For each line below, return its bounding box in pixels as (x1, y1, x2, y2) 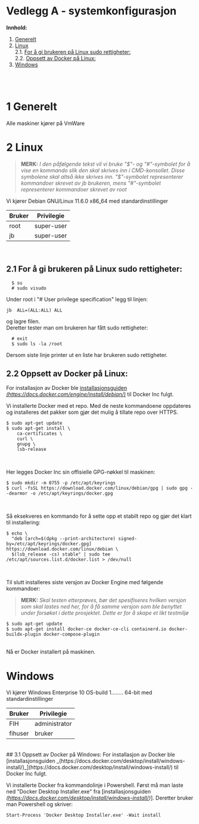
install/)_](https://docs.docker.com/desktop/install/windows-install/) (6, 764, 173, 771)
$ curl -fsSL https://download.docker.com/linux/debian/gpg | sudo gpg (6, 486, 188, 492)
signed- (118, 536, 137, 542)
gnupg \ (17, 441, 36, 447)
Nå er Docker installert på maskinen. (6, 648, 96, 655)
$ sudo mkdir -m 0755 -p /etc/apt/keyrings (6, 480, 116, 486)
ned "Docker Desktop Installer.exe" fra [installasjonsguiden (6, 788, 151, 795)
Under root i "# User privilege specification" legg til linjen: (6, 295, 148, 303)
